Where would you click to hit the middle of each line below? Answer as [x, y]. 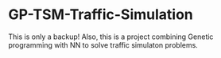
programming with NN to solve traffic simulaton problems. [103, 44]
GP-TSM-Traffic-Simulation [101, 15]
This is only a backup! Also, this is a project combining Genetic [111, 37]
